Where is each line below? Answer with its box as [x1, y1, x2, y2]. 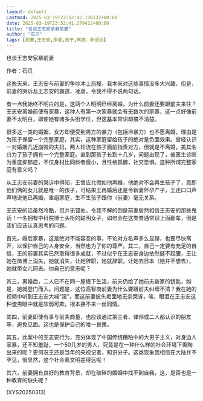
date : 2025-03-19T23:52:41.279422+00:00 [6, 20, 110, 26]
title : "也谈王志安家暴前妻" [6, 25, 71, 32]
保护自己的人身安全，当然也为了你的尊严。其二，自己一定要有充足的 [22, 242, 192, 249]
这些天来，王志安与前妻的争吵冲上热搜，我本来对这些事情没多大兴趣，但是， [6, 80, 197, 87]
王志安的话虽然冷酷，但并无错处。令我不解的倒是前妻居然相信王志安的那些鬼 [6, 207, 197, 214]
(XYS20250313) [6, 389, 47, 396]
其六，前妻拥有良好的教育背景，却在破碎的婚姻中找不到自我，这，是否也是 [6, 369, 192, 376]
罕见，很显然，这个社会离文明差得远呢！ [6, 356, 107, 363]
